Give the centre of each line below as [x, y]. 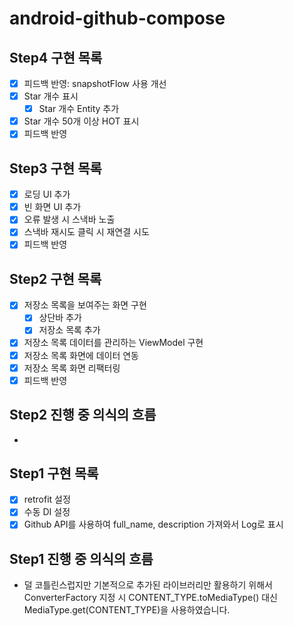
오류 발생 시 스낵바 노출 [69, 219]
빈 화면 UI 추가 [52, 207]
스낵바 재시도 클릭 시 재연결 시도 [86, 232]
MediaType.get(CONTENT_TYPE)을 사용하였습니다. [127, 610]
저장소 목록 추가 [69, 330]
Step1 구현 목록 [54, 473]
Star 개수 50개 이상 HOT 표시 [81, 121]
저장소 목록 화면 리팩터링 [72, 368]
